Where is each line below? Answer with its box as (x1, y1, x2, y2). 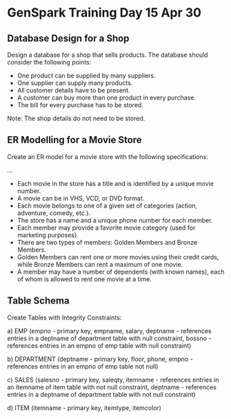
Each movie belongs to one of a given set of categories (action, (17, 201, 198, 209)
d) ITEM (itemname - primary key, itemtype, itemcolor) (7, 403, 162, 412)
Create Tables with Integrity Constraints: (7, 313, 122, 322)
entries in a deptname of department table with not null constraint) (7, 390, 196, 398)
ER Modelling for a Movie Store (7, 134, 143, 146)
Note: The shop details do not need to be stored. (7, 114, 145, 122)
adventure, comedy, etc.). (17, 209, 91, 217)
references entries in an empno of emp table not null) (7, 362, 159, 371)
